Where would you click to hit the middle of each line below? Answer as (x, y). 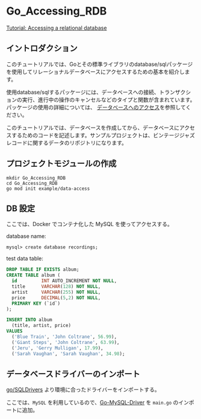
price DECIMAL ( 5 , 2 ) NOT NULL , (56, 297)
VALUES (14, 331)
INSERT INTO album (29, 320)
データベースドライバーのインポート (73, 374)
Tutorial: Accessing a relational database (57, 28)
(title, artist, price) (41, 326)
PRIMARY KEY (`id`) (36, 304)
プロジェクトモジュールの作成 (61, 164)
